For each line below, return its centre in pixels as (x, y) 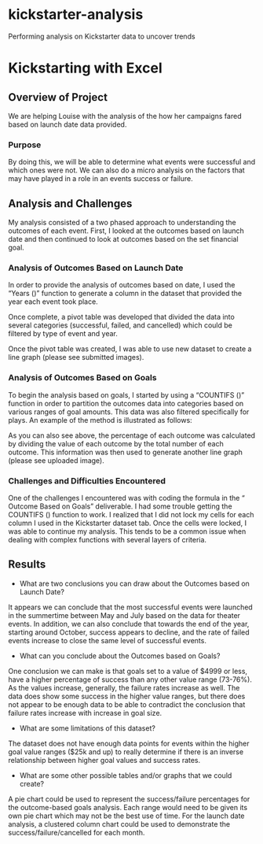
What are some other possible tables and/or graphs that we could (126, 775)
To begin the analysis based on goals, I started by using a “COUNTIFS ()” (126, 394)
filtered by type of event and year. (63, 334)
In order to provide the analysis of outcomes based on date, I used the (122, 285)
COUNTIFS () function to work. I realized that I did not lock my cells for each (131, 514)
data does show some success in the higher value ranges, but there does (127, 696)
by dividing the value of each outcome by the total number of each (116, 443)
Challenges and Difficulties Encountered (87, 480)
